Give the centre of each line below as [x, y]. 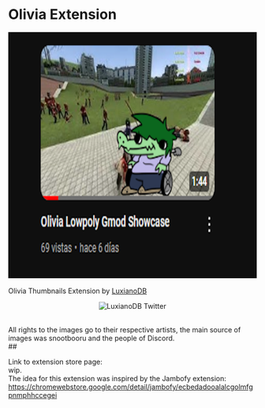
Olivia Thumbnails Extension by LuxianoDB [78, 291]
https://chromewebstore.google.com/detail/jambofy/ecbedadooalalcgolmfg [131, 387]
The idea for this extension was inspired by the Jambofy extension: [118, 378]
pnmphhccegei [33, 395]
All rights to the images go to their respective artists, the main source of [125, 329]
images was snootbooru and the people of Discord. [91, 338]
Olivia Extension [62, 15]
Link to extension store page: [55, 362]
